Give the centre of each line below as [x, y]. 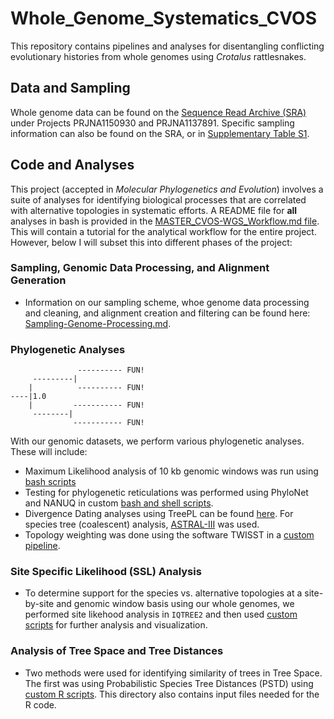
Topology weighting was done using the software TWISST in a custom [169, 535]
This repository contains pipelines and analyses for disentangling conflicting [167, 46]
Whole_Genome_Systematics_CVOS [163, 18]
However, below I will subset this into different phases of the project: [151, 242]
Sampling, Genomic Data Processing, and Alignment [140, 268]
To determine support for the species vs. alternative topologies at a [163, 593]
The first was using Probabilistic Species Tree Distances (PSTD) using [169, 683]
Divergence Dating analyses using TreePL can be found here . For [159, 514]
